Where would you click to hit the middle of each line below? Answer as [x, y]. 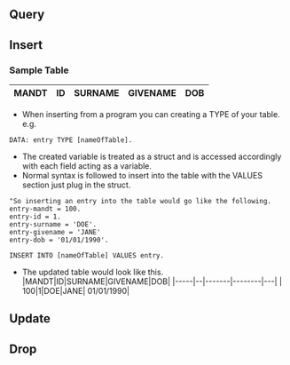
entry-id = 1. [35, 217]
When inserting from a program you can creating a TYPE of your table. [151, 115]
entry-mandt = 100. [45, 209]
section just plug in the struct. [76, 185]
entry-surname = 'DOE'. [53, 225]
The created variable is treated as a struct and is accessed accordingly [152, 157]
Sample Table [39, 70]
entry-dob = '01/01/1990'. [59, 240]
